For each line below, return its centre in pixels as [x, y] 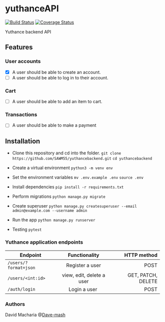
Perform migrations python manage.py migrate [59, 197]
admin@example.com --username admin [50, 211]
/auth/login [22, 289]
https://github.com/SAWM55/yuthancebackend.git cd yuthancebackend [82, 159]
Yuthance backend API [28, 32]
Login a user [83, 289]
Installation [23, 141]
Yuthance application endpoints [44, 242]
